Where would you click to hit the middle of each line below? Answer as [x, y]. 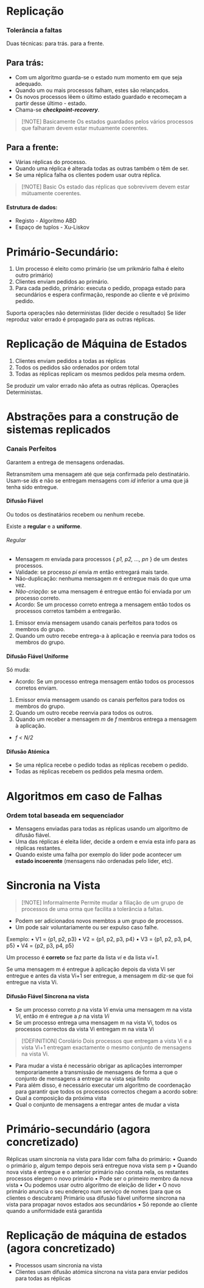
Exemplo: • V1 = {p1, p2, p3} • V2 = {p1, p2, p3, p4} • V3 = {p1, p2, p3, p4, [99, 939]
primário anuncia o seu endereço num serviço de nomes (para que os [94, 1192]
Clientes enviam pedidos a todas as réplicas [70, 361]
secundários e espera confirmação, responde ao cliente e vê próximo [102, 295]
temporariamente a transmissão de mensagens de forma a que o [96, 1072]
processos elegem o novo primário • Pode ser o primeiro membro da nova [100, 1179]
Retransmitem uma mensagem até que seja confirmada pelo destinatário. [98, 474]
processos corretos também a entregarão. [68, 611]
